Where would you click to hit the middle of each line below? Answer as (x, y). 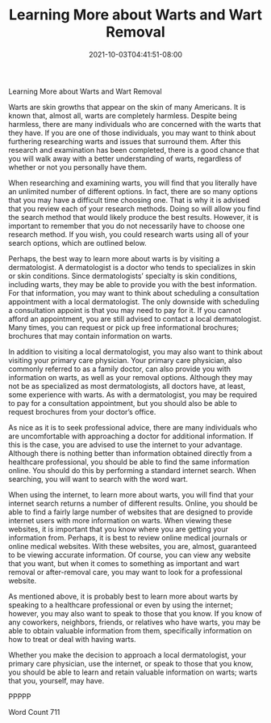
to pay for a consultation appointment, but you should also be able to (123, 403)
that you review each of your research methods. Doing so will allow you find (134, 209)
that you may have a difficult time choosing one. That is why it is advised (129, 200)
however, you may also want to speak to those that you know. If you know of (135, 613)
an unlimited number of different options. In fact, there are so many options (133, 191)
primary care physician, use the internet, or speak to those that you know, (131, 663)
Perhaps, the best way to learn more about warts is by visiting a (114, 258)
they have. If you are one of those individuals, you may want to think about (132, 133)
